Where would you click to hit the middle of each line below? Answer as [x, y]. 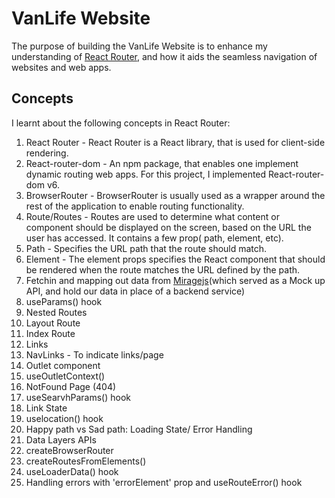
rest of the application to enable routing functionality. [135, 206]
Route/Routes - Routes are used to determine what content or [152, 216]
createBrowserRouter [69, 450]
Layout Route [53, 323]
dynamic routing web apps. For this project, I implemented [146, 174]
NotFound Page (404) [71, 386]
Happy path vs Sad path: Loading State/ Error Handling [139, 429]
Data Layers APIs [61, 439]
